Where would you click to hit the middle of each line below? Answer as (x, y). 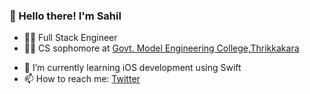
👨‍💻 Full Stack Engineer (70, 38)
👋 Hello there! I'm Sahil (65, 16)
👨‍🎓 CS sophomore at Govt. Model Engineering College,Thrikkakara (161, 48)
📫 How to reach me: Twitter (82, 79)
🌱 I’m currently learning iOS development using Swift (132, 68)
